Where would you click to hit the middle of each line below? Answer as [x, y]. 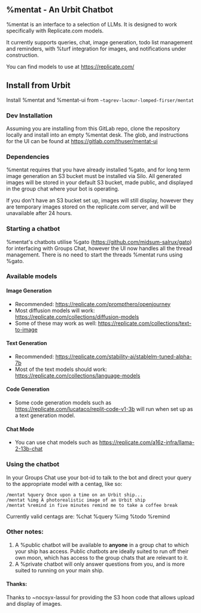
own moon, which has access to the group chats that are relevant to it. [101, 557]
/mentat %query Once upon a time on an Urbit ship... [75, 495]
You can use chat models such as [56, 442]
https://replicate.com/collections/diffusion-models [77, 316]
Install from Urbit [38, 85]
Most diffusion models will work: [55, 310]
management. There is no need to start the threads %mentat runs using [95, 255]
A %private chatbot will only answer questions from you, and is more [100, 564]
